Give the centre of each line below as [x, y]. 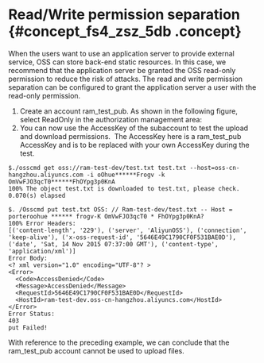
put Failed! [28, 327]
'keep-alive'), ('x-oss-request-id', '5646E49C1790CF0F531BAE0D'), [122, 237]
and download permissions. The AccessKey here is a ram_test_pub [130, 136]
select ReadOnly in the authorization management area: [111, 119]
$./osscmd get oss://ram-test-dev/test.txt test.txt [97, 168]
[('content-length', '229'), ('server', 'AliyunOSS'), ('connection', [128, 230]
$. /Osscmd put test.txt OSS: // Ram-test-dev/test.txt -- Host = [120, 209]
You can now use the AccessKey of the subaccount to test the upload [134, 128]
